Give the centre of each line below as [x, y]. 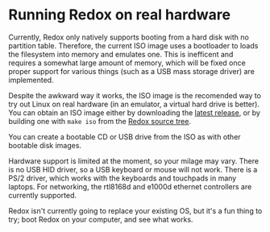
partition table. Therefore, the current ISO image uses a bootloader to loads [133, 45]
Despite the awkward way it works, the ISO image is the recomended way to [135, 95]
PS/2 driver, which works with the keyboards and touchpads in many [123, 178]
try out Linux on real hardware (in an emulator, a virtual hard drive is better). [134, 104]
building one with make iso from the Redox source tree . [100, 121]
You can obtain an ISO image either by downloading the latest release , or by [134, 112]
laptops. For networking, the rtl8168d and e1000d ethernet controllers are [130, 186]
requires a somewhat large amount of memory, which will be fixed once [127, 63]
